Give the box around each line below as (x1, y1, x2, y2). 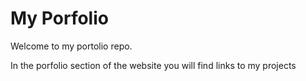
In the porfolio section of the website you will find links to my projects (10, 59, 297, 71)
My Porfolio (10, 7, 109, 30)
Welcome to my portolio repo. (10, 40, 133, 52)
